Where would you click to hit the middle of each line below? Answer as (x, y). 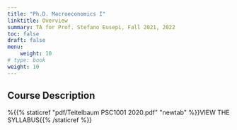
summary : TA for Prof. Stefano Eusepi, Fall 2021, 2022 (91, 27)
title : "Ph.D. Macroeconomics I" (57, 14)
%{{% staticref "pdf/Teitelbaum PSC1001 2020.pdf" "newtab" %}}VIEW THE (118, 113)
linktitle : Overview (38, 21)
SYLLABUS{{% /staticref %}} (50, 120)
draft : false (27, 40)
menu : (15, 47)
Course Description (51, 96)
